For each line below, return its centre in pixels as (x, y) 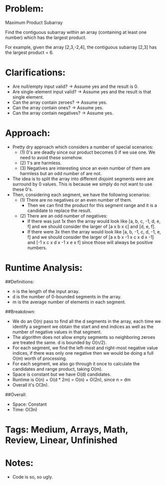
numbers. (37, 247)
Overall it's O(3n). (30, 385)
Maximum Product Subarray (34, 22)
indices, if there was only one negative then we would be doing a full (83, 353)
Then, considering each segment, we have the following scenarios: (81, 195)
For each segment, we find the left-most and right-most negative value (85, 348)
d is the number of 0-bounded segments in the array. (67, 296)
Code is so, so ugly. (33, 477)
